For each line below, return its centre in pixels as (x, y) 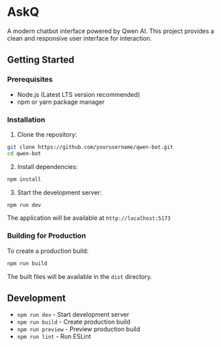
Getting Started (41, 60)
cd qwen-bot (24, 153)
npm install (24, 179)
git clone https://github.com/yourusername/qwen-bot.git (90, 147)
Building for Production (47, 236)
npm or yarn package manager (61, 102)
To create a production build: (48, 251)
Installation (26, 120)
